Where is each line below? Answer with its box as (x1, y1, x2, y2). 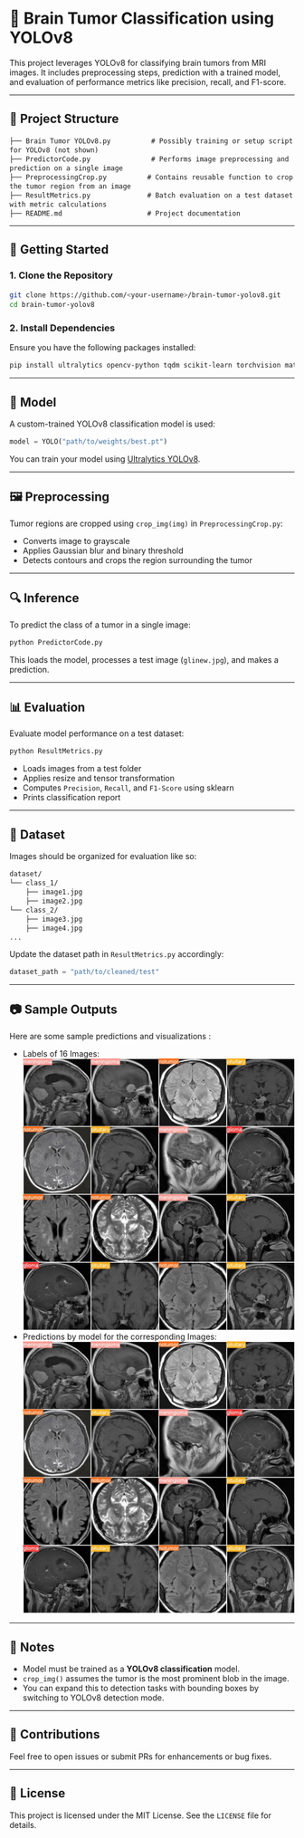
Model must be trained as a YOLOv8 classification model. (22, 1663, 241, 1674)
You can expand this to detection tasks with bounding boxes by (22, 1682, 260, 1693)
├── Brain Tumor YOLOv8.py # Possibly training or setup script (9, 136, 294, 146)
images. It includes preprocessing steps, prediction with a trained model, (9, 67, 280, 78)
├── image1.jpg (25, 887, 83, 897)
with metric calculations (9, 199, 107, 209)
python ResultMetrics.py (9, 747, 103, 756)
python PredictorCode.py (9, 637, 103, 646)
